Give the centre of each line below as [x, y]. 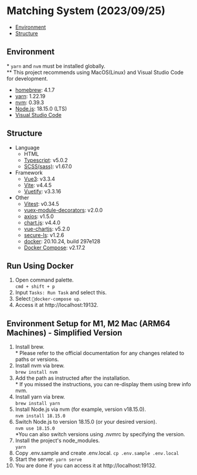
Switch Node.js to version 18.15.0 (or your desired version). [86, 422]
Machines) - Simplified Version [64, 332]
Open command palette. [44, 280]
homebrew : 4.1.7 [35, 90]
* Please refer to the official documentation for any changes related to [100, 353]
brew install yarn [38, 404]
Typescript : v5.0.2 [46, 160]
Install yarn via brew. [40, 397]
